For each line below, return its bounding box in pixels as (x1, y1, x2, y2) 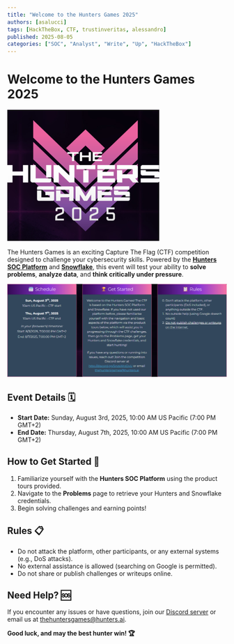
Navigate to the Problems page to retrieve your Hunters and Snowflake (17, 489, 221, 498)
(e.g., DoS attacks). (17, 554, 73, 562)
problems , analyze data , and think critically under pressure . (7, 270, 184, 279)
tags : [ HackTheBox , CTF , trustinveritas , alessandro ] (7, 26, 167, 33)
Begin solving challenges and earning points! (17, 504, 147, 512)
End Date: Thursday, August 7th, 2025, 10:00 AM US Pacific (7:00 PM (17, 428, 218, 436)
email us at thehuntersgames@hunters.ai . (7, 615, 127, 624)
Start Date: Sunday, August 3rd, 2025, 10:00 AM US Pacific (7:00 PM (17, 413, 216, 422)
